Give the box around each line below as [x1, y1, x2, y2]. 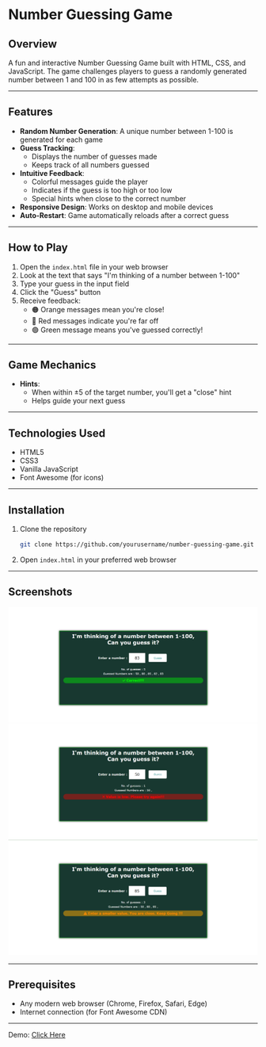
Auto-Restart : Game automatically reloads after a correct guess [19, 210, 230, 220]
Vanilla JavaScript [19, 464, 79, 474]
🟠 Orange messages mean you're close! [31, 304, 165, 314]
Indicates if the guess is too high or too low [31, 185, 173, 195]
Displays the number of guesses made [31, 151, 158, 161]
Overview [8, 37, 58, 51]
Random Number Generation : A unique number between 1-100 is [19, 126, 234, 136]
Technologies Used [8, 426, 105, 440]
